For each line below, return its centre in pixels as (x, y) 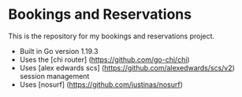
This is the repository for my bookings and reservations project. (112, 36)
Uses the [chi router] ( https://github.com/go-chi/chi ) (105, 59)
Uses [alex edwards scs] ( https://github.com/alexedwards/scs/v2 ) (127, 67)
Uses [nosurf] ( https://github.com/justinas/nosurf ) (101, 84)
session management (54, 76)
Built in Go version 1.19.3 (59, 51)
